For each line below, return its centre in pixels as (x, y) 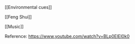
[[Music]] (14, 26)
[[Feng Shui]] (18, 17)
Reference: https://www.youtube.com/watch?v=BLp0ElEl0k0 (67, 36)
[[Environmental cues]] (28, 7)
